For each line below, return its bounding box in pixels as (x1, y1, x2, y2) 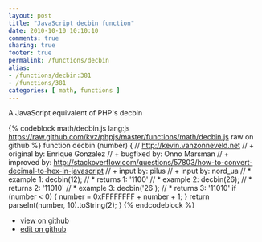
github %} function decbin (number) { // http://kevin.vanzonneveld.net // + (8, 141, 255, 151)
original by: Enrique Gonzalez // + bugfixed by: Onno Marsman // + (8, 149, 229, 159)
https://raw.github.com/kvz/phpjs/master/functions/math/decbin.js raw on (8, 132, 254, 142)
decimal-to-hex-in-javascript (8, 166, 104, 176)
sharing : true (8, 42, 56, 50)
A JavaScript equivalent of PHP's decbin (8, 108, 143, 118)
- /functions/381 (8, 79, 67, 87)
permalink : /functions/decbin (8, 57, 110, 65)
